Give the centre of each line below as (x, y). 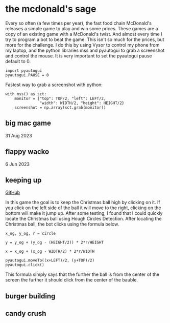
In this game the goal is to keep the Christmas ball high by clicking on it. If (83, 203)
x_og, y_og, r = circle (31, 234)
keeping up (23, 180)
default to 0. (18, 61)
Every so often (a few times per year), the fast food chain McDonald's (79, 23)
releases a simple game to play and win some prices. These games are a (82, 28)
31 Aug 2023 (19, 135)
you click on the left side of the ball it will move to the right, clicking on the (83, 208)
